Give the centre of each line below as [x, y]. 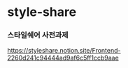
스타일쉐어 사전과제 [38, 35]
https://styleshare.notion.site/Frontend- [64, 51]
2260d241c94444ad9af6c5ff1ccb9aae [63, 58]
